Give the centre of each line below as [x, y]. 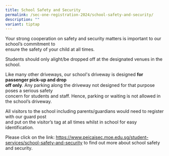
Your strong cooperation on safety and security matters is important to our [83, 39]
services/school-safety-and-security [44, 143]
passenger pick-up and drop [36, 80]
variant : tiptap [22, 24]
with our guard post [26, 117]
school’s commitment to [30, 44]
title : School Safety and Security [43, 10]
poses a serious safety [29, 91]
